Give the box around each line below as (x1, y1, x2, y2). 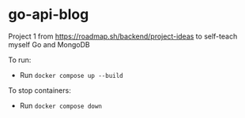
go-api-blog (8, 6, 89, 24)
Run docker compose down (19, 101, 103, 110)
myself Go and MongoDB (8, 39, 90, 49)
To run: (8, 55, 32, 65)
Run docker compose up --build (19, 70, 124, 79)
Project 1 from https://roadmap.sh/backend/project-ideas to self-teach (8, 31, 238, 41)
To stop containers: (8, 85, 71, 95)
